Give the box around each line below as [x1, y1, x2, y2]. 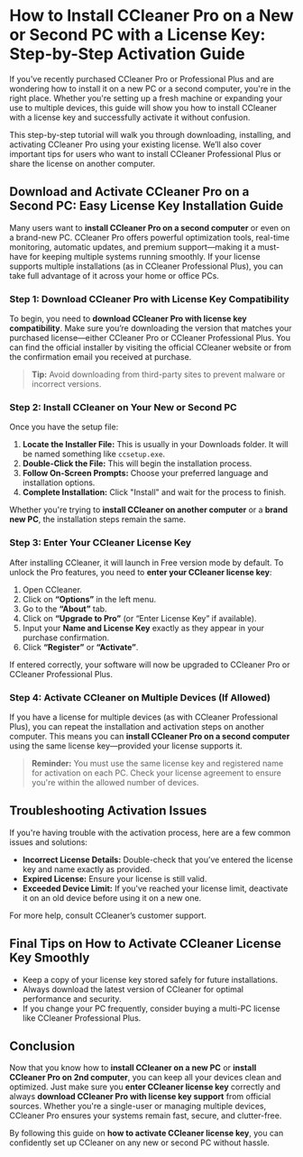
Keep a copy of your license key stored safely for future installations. [22, 974, 279, 985]
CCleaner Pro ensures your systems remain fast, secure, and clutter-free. [9, 1110, 282, 1121]
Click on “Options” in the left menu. [22, 593, 156, 604]
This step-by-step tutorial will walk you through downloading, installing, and [9, 129, 291, 140]
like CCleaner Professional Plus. [22, 1012, 142, 1024]
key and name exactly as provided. [22, 863, 152, 875]
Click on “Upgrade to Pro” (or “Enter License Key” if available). [22, 612, 257, 623]
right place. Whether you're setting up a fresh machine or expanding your [9, 92, 283, 104]
